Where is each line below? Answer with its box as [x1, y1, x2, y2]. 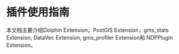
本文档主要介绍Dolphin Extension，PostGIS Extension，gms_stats [6, 26, 169, 34]
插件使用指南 [6, 5, 70, 19]
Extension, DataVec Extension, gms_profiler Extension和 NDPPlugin [6, 34, 173, 41]
